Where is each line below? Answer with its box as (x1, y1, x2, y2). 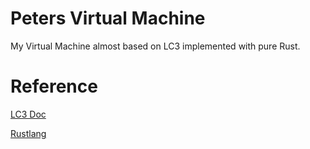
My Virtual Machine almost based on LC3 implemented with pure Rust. (10, 40, 301, 52)
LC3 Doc (10, 108, 47, 120)
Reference (10, 75, 98, 98)
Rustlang (10, 127, 47, 139)
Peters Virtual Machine (10, 7, 206, 30)
